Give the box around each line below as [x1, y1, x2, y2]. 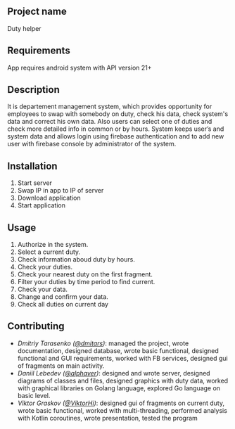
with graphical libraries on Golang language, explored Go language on [17, 383, 220, 392]
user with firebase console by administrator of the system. [7, 140, 177, 148]
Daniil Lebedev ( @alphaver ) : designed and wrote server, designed [17, 369, 210, 377]
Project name [7, 6, 67, 18]
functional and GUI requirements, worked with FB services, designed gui [17, 354, 228, 362]
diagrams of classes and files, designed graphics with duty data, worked [17, 376, 229, 385]
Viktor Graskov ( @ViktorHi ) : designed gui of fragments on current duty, [17, 399, 225, 407]
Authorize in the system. [17, 241, 89, 249]
